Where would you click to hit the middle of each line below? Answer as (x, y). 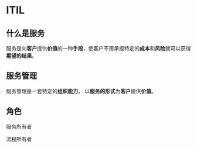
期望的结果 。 (21, 56)
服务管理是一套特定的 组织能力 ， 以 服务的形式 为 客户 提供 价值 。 (81, 91)
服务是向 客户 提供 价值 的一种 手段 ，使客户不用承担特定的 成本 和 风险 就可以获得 (98, 48)
